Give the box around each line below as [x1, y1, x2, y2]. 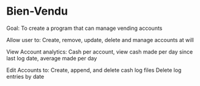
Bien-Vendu [6, 4, 69, 18]
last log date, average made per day [6, 54, 97, 62]
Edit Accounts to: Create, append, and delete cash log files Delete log [6, 66, 182, 74]
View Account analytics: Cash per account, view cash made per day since [6, 48, 193, 56]
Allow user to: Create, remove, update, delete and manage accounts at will [6, 36, 194, 43]
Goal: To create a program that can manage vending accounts [6, 24, 163, 32]
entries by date [6, 73, 45, 80]
